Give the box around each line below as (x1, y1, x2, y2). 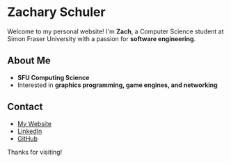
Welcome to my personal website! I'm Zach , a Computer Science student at (7, 27, 224, 36)
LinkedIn (17, 127, 42, 135)
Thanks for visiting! (7, 148, 63, 156)
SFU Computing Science (17, 73, 90, 81)
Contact (7, 101, 43, 113)
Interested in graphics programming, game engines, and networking (17, 81, 218, 89)
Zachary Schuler (7, 4, 106, 20)
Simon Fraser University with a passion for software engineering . (7, 34, 196, 42)
